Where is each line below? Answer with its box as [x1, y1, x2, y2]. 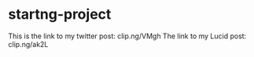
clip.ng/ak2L [8, 39, 49, 48]
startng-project [8, 5, 112, 23]
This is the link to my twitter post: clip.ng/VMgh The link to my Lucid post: [8, 31, 247, 41]
